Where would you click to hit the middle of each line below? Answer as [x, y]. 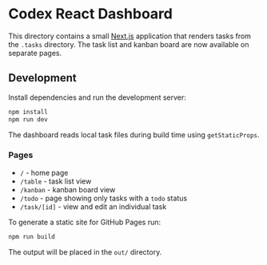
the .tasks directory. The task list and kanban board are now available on [129, 44]
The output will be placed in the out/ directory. [85, 251]
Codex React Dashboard [91, 14]
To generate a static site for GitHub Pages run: [85, 222]
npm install [28, 112]
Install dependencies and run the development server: [97, 97]
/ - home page [44, 172]
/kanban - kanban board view [68, 189]
